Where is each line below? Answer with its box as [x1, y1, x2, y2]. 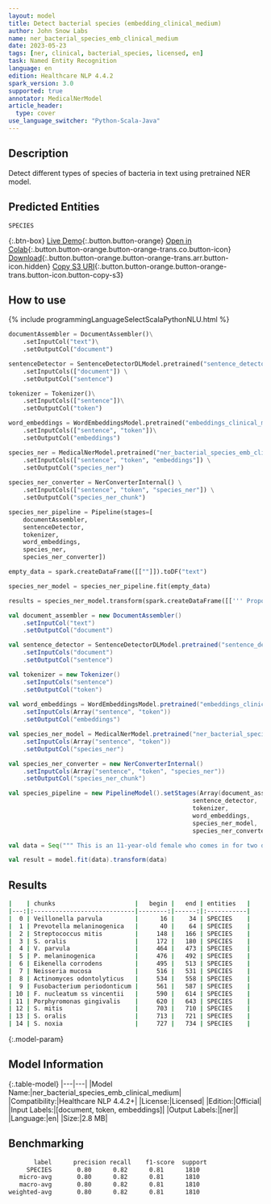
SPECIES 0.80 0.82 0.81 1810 [26, 1165, 200, 1174]
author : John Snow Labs [8, 27, 89, 35]
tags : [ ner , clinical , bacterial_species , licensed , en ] [8, 49, 204, 57]
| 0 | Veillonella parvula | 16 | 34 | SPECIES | [8, 914, 251, 922]
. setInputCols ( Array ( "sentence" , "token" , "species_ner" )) [23, 767, 226, 775]
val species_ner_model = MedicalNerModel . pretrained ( [8, 730, 194, 738]
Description [8, 147, 69, 161]
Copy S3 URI [52, 261, 95, 271]
